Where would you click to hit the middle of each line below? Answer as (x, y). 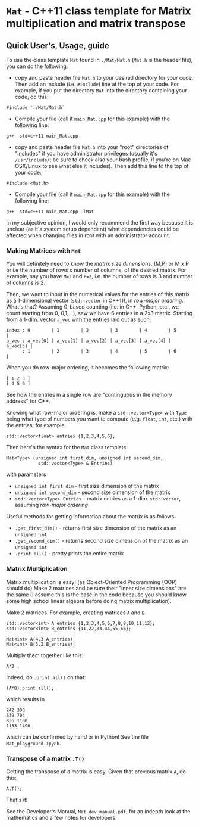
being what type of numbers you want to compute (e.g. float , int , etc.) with (99, 419)
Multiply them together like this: (45, 655)
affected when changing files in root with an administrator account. (88, 235)
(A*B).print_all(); (30, 688)
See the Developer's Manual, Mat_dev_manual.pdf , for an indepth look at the (98, 811)
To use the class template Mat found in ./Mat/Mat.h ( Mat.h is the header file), (99, 60)
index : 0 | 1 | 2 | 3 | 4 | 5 (91, 331)
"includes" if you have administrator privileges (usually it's (86, 153)
